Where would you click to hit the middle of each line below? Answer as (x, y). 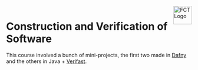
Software (29, 39)
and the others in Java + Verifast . (47, 61)
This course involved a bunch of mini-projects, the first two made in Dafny (96, 55)
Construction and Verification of (87, 27)
